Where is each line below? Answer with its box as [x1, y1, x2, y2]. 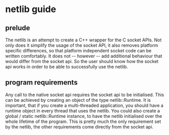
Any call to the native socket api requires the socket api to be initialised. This [5, 92, 164, 98]
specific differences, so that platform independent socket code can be [5, 48, 152, 53]
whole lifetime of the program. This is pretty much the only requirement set [5, 118, 161, 124]
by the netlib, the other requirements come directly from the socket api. [5, 123, 154, 129]
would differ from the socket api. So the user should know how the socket [5, 58, 159, 64]
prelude [5, 24, 30, 32]
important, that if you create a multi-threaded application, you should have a [5, 102, 164, 108]
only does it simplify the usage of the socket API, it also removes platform [5, 42, 158, 48]
